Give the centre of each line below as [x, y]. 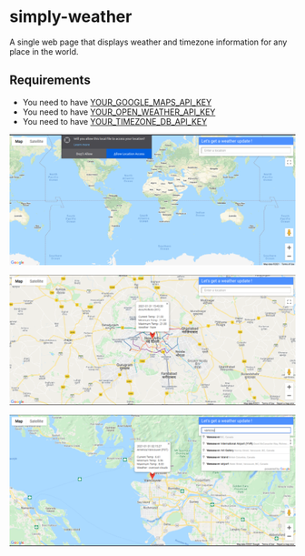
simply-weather [71, 17]
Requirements [50, 81]
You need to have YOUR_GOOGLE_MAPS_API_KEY [117, 102]
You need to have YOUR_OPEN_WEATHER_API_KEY [119, 112]
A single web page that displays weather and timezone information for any [148, 42]
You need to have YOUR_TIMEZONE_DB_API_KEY [115, 121]
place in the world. [44, 51]
